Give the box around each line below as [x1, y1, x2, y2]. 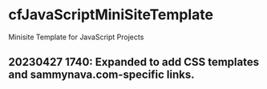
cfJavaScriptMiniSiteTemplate [8, 6, 214, 24]
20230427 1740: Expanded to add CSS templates [8, 55, 259, 69]
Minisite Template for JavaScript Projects [8, 32, 144, 42]
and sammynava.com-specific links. [8, 68, 195, 82]
